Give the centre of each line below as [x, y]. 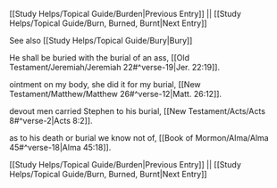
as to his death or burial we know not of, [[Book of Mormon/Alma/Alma [139, 138]
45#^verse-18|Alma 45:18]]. [60, 147]
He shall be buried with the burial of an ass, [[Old [100, 57]
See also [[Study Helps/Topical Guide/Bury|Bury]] [101, 41]
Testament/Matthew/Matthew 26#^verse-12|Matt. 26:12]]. [115, 94]
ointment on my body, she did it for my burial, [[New [105, 84]
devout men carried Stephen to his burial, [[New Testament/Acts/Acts [138, 111]
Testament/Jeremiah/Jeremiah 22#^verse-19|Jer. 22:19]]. [115, 67]
